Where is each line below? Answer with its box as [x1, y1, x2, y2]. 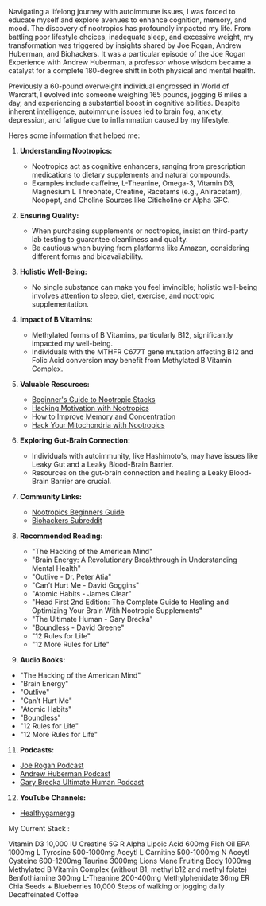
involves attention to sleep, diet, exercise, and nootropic [31, 291, 215, 300]
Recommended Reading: [19, 531, 103, 541]
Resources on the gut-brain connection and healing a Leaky [31, 468, 228, 477]
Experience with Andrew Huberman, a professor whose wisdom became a [8, 57, 252, 67]
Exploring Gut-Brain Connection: [19, 435, 131, 445]
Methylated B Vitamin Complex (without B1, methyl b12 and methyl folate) [8, 865, 248, 874]
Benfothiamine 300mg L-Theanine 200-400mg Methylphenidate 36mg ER [8, 873, 250, 882]
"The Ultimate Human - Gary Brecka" [31, 615, 153, 623]
